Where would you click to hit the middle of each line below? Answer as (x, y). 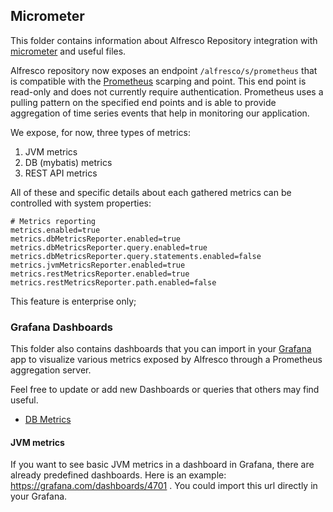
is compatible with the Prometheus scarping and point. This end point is (158, 81)
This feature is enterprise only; (73, 301)
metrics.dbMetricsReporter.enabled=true (96, 239)
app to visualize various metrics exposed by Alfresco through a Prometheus (166, 360)
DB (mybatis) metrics (68, 162)
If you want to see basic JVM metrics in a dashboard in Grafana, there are (162, 465)
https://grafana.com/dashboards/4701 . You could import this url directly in (164, 486)
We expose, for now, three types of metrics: (101, 132)
